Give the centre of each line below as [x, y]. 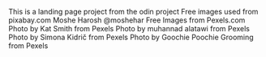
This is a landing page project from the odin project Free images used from [133, 12]
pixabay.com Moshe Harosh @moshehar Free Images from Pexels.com [127, 20]
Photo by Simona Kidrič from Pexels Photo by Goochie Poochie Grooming [131, 37]
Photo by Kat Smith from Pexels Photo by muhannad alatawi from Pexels [129, 28]
